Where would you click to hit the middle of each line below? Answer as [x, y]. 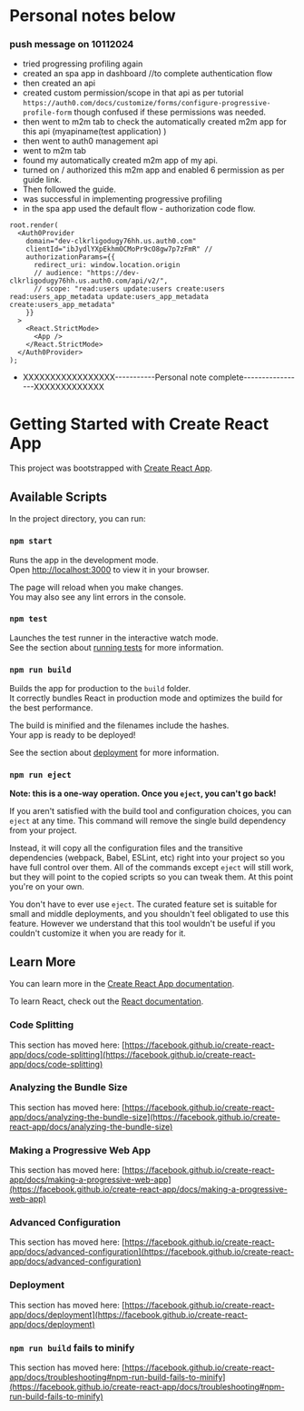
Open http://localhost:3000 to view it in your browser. [110, 570]
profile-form [47, 113]
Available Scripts [58, 497]
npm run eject [40, 775]
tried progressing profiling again [83, 64]
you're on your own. [47, 887]
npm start [31, 541]
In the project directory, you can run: [78, 519]
